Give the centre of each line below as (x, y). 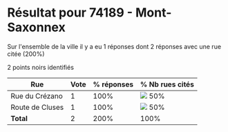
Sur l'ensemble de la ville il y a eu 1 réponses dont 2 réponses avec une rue (114, 46)
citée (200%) (26, 54)
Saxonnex (36, 27)
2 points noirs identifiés (41, 67)
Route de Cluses (37, 107)
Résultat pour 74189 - (70, 13)
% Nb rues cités (168, 84)
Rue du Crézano (37, 96)
